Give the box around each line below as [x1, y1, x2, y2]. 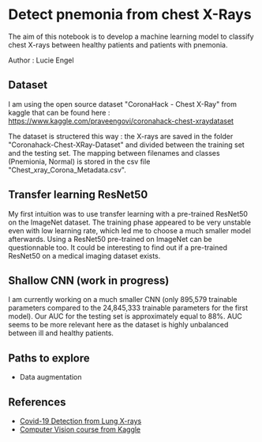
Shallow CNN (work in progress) [8, 274, 170, 287]
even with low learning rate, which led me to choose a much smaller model [8, 225, 251, 235]
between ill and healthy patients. [8, 328, 114, 338]
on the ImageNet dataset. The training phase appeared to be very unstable [8, 217, 251, 227]
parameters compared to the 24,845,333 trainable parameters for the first [8, 303, 249, 313]
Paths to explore [8, 351, 91, 365]
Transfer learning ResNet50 [8, 188, 148, 202]
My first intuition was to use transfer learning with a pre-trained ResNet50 [8, 209, 249, 218]
